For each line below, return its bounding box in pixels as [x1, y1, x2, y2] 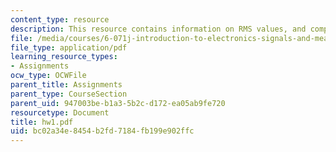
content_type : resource [10, 14, 110, 25]
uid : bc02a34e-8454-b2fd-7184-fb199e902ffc [10, 126, 195, 136]
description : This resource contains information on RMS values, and [10, 24, 307, 34]
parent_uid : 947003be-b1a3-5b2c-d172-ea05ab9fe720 [10, 98, 226, 108]
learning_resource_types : [10, 52, 118, 62]
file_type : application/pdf [10, 42, 128, 53]
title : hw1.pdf [10, 117, 74, 127]
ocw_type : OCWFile [10, 71, 87, 81]
